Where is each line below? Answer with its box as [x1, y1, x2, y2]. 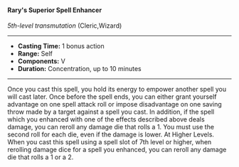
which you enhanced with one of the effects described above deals [7, 115, 205, 124]
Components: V [17, 57, 65, 65]
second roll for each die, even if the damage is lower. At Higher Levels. [7, 130, 215, 139]
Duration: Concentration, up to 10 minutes [17, 65, 142, 73]
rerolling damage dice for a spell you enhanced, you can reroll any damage [7, 146, 227, 154]
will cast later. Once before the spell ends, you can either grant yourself [7, 92, 217, 101]
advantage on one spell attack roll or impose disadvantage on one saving [7, 100, 222, 109]
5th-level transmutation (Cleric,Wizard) [7, 21, 122, 30]
